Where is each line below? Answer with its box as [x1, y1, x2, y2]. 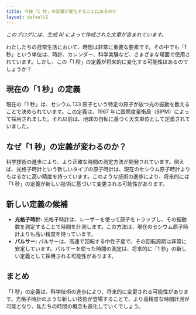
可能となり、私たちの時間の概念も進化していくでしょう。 [6, 303, 144, 310]
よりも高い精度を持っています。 [19, 230, 97, 238]
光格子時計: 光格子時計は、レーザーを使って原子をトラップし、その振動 [14, 215, 187, 223]
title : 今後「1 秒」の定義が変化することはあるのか [6, 8, 117, 15]
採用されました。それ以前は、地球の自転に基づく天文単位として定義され [11, 116, 185, 123]
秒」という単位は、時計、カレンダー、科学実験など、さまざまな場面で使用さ [6, 50, 191, 57]
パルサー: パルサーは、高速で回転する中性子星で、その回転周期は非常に [14, 238, 187, 245]
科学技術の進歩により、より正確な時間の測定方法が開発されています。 [6, 158, 174, 165]
